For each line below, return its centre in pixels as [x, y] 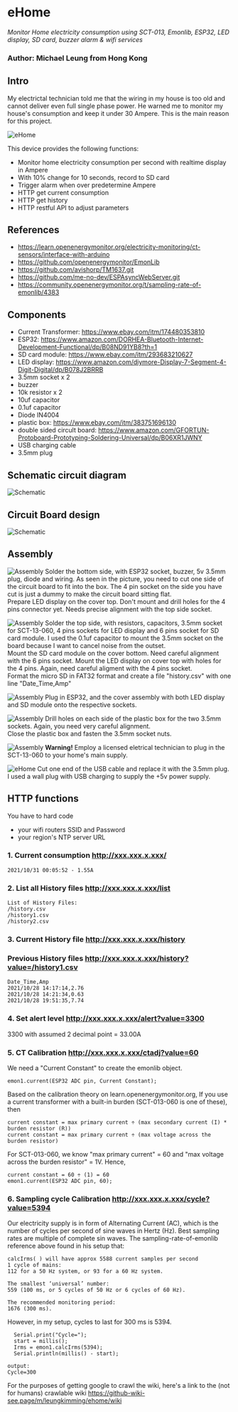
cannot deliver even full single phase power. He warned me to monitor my [115, 106]
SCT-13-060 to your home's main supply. [67, 755]
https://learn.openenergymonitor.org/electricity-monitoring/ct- [109, 247]
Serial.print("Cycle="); [50, 1335]
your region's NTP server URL [61, 837]
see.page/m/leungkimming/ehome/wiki [65, 1401]
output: [19, 1366]
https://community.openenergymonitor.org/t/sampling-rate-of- [109, 285]
